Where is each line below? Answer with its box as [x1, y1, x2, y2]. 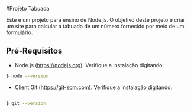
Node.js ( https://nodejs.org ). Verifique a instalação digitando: [14, 61, 164, 68]
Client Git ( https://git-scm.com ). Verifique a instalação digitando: [14, 84, 173, 91]
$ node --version [6, 73, 49, 79]
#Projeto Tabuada [6, 5, 50, 12]
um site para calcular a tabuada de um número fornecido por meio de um [6, 23, 184, 29]
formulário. [6, 29, 33, 36]
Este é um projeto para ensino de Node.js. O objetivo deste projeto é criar [6, 17, 185, 23]
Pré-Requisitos [6, 46, 63, 56]
